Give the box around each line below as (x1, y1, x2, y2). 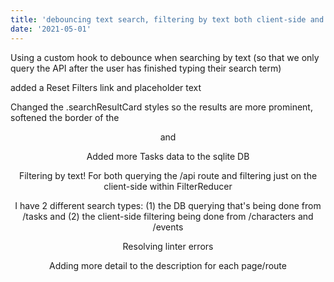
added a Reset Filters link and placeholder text (10, 81, 202, 93)
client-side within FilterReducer (103, 180, 233, 192)
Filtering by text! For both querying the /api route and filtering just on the (18, 169, 318, 181)
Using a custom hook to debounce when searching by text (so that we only (10, 51, 320, 63)
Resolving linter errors (122, 240, 214, 252)
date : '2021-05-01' (10, 24, 92, 34)
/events (152, 221, 184, 233)
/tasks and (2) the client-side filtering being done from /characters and (22, 210, 314, 222)
